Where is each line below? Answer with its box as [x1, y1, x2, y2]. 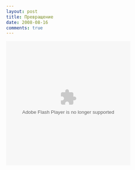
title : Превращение [6, 14, 54, 20]
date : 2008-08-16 [6, 19, 49, 25]
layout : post [6, 8, 38, 15]
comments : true [6, 25, 43, 31]
